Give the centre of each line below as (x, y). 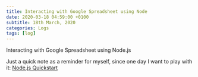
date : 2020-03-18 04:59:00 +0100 (48, 17)
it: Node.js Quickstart (32, 68)
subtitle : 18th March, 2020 (41, 22)
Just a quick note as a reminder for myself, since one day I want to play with (99, 62)
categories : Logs (28, 28)
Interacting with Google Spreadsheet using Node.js (69, 50)
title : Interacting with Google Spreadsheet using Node (77, 11)
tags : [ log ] (21, 34)
